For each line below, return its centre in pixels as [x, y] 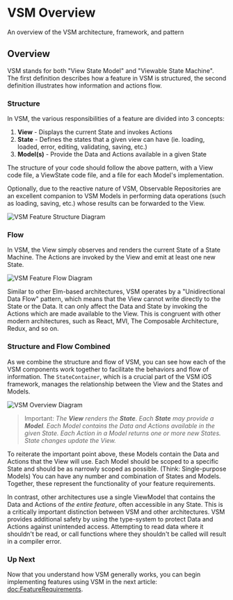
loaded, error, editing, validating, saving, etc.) [82, 147]
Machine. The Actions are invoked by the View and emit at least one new [111, 257]
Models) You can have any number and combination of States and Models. [114, 476]
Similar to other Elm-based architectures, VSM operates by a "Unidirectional [116, 292]
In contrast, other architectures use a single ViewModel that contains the [111, 497]
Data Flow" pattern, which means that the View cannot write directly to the [114, 299]
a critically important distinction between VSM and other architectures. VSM [116, 512]
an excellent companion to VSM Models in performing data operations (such [116, 196]
